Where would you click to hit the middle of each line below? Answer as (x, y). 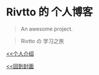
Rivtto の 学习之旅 (42, 41)
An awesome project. (47, 29)
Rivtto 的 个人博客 (49, 12)
